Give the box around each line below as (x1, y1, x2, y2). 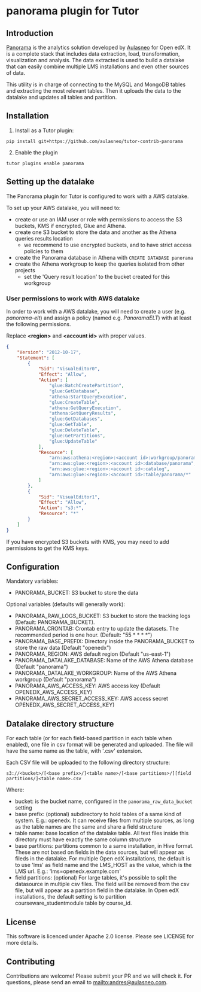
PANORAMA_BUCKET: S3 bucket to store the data (14, 589, 139, 597)
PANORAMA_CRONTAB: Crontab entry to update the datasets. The (14, 625, 179, 632)
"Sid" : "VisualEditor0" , (38, 366, 100, 372)
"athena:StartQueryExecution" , (48, 394, 127, 400)
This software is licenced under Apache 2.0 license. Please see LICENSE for (6, 933, 194, 940)
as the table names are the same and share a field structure (14, 823, 162, 830)
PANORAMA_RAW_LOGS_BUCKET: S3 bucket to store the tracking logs (14, 612, 191, 620)
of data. (6, 69, 26, 76)
